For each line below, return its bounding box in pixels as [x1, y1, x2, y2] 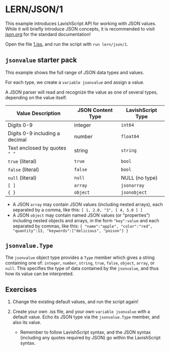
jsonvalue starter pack [5, 56, 77, 65]
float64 [120, 133, 140, 139]
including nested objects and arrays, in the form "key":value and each [12, 217, 159, 223]
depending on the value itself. [5, 94, 67, 100]
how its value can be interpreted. [5, 271, 74, 277]
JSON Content [77, 106, 113, 113]
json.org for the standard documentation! [5, 31, 91, 37]
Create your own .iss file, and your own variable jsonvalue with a [12, 309, 150, 315]
